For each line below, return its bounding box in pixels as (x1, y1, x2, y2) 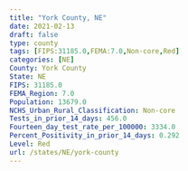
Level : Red (9, 139, 51, 148)
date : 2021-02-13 (9, 22, 75, 31)
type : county (9, 38, 59, 48)
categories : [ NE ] (9, 55, 75, 64)
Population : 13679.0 (9, 97, 88, 107)
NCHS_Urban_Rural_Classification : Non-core (9, 106, 176, 115)
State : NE (9, 72, 47, 81)
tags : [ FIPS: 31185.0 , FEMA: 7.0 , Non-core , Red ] (9, 47, 180, 56)
